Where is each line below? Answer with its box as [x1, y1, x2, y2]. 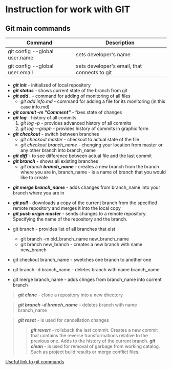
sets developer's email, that [76, 62, 142, 70]
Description [105, 39, 135, 46]
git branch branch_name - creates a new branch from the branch [20, 164, 160, 169]
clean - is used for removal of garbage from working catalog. [30, 343, 160, 349]
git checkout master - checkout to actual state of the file [20, 137, 140, 142]
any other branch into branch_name [20, 147, 96, 153]
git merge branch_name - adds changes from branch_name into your [12, 184, 160, 190]
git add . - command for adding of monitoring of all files [12, 93, 131, 99]
